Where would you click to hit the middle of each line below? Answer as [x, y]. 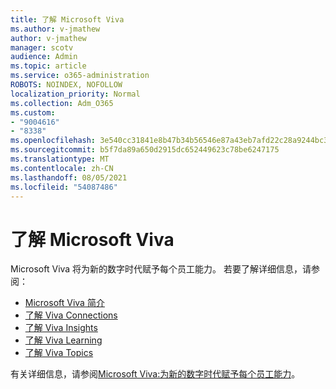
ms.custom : [33, 112]
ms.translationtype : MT [60, 159]
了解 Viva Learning [63, 340]
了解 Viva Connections [71, 315]
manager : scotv [42, 47]
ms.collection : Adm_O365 [62, 103]
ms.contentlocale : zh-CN [62, 168]
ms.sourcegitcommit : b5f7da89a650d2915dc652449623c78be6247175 [145, 150]
